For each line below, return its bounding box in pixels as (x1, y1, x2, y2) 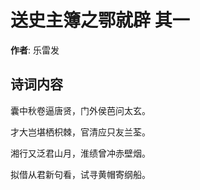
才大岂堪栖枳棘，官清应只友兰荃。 (10, 126, 151, 138)
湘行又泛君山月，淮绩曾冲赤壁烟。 (10, 147, 151, 159)
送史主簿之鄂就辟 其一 (10, 9, 190, 32)
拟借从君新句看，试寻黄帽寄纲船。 (10, 168, 151, 180)
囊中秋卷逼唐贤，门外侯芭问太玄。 (10, 104, 151, 116)
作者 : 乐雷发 (10, 44, 60, 56)
